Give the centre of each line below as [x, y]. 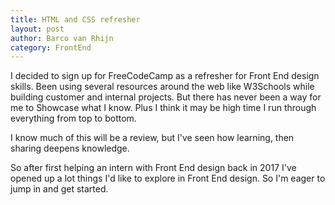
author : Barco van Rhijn [62, 38]
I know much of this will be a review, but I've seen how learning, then [152, 138]
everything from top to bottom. [73, 118]
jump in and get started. [59, 189]
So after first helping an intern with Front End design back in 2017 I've [153, 168]
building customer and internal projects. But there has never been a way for [166, 97]
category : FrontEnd [51, 47]
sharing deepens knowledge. [70, 148]
